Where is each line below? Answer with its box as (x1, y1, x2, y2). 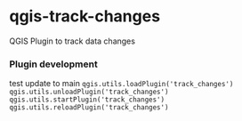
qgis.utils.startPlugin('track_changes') (9, 95, 165, 104)
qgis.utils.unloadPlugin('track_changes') (9, 87, 169, 97)
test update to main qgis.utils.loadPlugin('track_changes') (9, 78, 234, 89)
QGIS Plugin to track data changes (9, 36, 136, 46)
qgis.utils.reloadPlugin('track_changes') (9, 103, 169, 112)
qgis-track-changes (9, 6, 161, 27)
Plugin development (9, 58, 98, 70)
